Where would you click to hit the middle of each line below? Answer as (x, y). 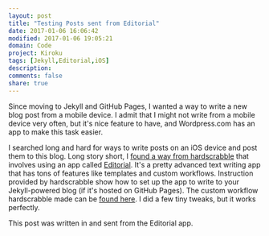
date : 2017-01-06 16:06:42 (53, 31)
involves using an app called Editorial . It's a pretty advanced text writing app (134, 164)
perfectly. (24, 207)
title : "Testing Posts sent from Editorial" (84, 23)
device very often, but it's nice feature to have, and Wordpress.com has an (132, 123)
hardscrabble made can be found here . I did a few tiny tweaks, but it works (132, 199)
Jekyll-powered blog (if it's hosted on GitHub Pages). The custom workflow (133, 190)
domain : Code (30, 46)
